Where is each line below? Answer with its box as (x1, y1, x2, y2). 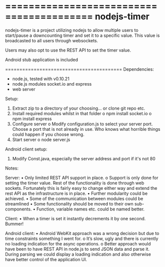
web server (12, 86, 35, 92)
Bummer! (5, 221, 24, 227)
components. (5, 206, 32, 212)
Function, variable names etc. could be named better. (36, 206, 145, 212)
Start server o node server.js (12, 136, 70, 143)
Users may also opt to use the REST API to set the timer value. (5, 47, 132, 53)
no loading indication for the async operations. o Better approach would (5, 240, 151, 246)
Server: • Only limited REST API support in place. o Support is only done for (5, 175, 159, 180)
